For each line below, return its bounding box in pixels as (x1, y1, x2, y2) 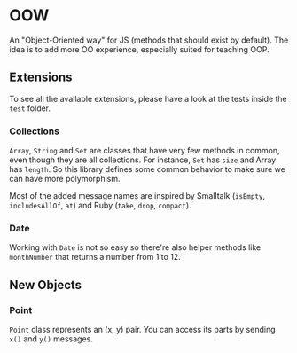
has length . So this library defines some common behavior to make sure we (9, 164, 285, 175)
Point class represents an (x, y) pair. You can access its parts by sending (9, 325, 277, 335)
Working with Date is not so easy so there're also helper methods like (9, 242, 262, 253)
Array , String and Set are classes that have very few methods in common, (9, 145, 281, 156)
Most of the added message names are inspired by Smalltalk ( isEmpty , (9, 191, 266, 201)
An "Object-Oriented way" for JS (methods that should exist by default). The (9, 35, 289, 45)
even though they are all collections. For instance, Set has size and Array (9, 154, 277, 165)
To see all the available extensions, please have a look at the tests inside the (9, 93, 288, 104)
